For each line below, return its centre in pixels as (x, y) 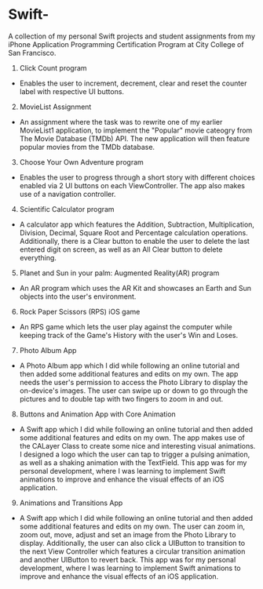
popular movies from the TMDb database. (87, 147)
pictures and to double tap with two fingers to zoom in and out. (121, 398)
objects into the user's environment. (78, 296)
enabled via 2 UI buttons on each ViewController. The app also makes (132, 185)
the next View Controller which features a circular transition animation (132, 551)
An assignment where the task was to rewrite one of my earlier (121, 122)
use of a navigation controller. (68, 194)
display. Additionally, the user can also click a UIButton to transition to (132, 543)
